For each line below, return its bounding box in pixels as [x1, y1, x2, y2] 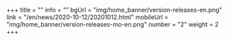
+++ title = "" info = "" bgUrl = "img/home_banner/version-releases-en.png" [6, 6, 222, 14]
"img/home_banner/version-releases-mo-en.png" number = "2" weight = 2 [6, 20, 219, 28]
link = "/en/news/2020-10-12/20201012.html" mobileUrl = [6, 13, 169, 21]
